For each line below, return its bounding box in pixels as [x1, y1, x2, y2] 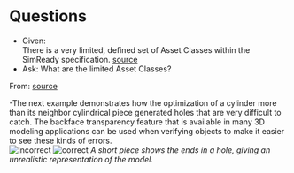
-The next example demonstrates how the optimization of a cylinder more [9, 97, 277, 108]
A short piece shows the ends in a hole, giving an [89, 144, 271, 155]
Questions [9, 6, 87, 26]
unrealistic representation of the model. [9, 154, 153, 164]
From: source [9, 80, 58, 91]
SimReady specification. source [21, 54, 138, 64]
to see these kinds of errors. [9, 135, 112, 146]
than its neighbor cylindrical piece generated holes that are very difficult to [9, 107, 282, 117]
